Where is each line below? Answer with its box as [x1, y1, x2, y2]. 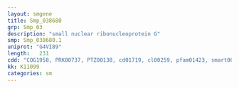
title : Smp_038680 [7, 17, 62, 24]
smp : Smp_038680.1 [7, 37, 62, 44]
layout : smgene [7, 10, 53, 18]
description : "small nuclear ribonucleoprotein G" [7, 30, 161, 38]
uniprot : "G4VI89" [7, 43, 62, 50]
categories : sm [7, 70, 53, 77]
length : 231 [7, 50, 50, 57]
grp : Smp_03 [7, 23, 43, 31]
